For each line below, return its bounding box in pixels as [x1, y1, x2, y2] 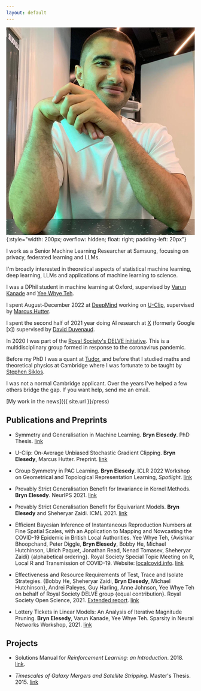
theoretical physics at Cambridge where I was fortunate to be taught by [6, 361, 182, 369]
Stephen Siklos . [6, 368, 45, 375]
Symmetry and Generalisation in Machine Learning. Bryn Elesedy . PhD [14, 431, 190, 438]
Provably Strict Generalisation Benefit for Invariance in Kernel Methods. [14, 485, 191, 492]
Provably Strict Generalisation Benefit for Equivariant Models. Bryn [14, 503, 179, 510]
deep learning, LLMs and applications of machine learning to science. [6, 271, 178, 279]
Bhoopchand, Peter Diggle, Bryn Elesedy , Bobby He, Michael [14, 540, 166, 548]
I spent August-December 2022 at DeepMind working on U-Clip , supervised [6, 301, 194, 309]
